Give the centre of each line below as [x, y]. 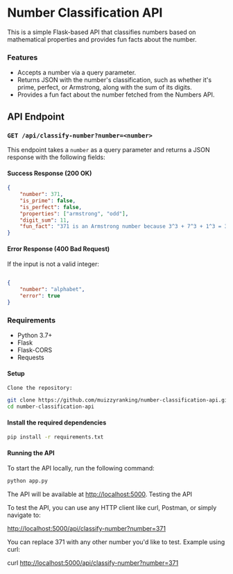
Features [23, 57]
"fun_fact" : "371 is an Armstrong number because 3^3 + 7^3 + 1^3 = [121, 227]
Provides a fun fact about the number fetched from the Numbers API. [116, 95]
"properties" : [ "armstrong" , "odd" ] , [74, 213]
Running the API [31, 452]
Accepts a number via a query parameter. [77, 73]
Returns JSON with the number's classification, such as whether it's [114, 80]
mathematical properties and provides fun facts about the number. [102, 39]
